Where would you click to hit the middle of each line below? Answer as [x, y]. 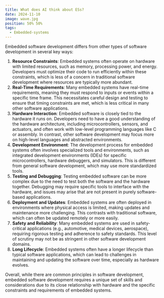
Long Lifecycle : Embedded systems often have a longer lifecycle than [82, 249]
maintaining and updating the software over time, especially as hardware [85, 260]
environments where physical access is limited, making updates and [81, 208]
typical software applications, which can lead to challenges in [74, 254]
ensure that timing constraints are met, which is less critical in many [81, 103]
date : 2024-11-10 [23, 14]
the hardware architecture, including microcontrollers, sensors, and [80, 124]
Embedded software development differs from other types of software [76, 46]
